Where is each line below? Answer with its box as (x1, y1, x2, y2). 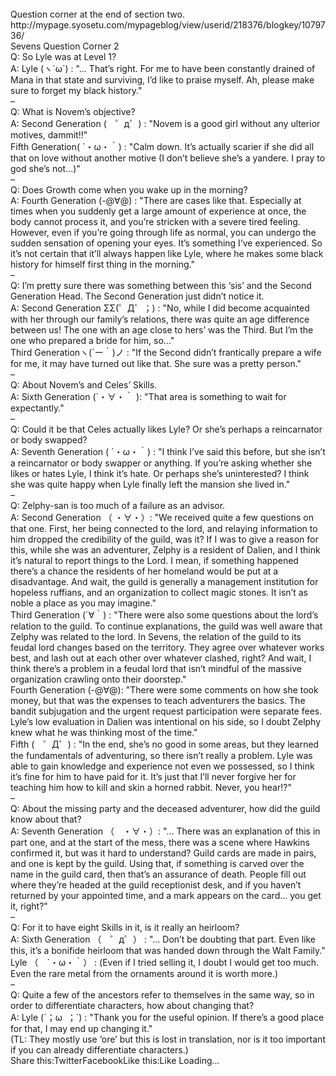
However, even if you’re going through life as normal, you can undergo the (10, 227, 317, 238)
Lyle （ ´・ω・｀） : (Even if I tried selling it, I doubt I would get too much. (10, 957, 320, 968)
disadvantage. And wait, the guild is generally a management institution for (10, 576, 319, 587)
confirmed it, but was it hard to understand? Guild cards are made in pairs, (10, 847, 317, 859)
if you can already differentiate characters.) (10, 1044, 189, 1056)
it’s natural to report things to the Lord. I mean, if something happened (10, 555, 299, 566)
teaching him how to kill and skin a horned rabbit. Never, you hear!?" (10, 782, 292, 793)
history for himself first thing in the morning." (10, 258, 195, 270)
